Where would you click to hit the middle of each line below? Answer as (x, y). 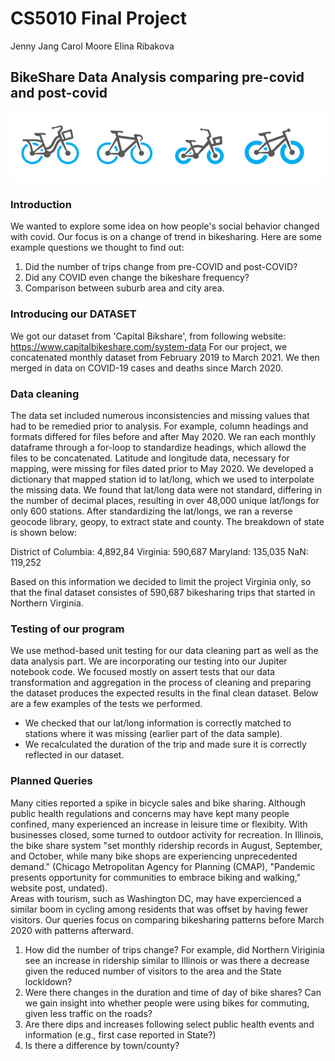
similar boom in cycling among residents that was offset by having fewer (159, 909)
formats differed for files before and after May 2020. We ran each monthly (163, 436)
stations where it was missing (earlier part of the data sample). (153, 734)
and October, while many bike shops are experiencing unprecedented (154, 856)
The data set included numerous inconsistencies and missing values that (160, 415)
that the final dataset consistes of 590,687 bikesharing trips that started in (163, 592)
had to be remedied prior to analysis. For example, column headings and (159, 426)
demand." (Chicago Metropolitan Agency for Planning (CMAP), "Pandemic (163, 866)
